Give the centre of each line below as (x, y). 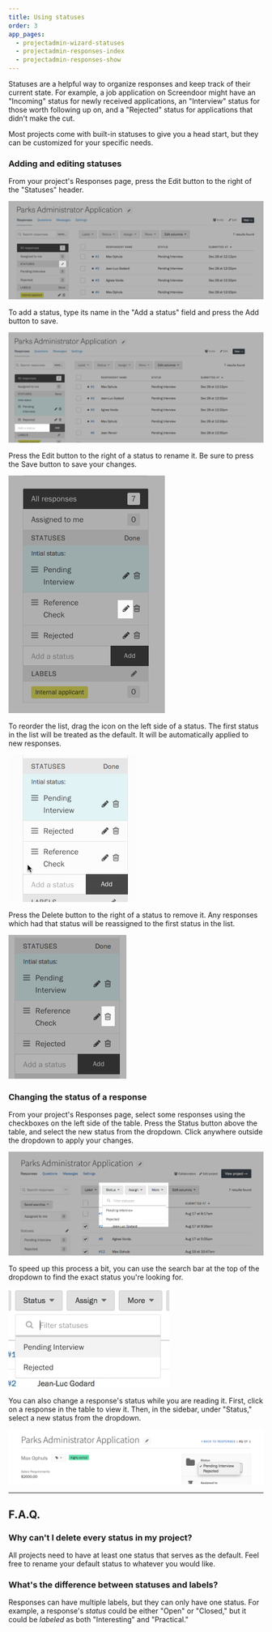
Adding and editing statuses (65, 164)
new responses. (35, 743)
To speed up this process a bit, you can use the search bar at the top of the (134, 1268)
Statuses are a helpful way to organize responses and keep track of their (130, 84)
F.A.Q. (24, 1514)
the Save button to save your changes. (73, 464)
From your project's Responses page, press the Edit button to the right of (130, 182)
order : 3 (23, 26)
